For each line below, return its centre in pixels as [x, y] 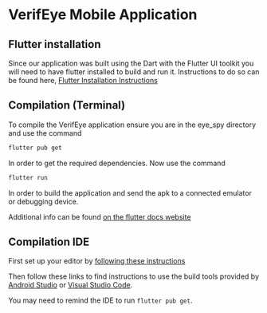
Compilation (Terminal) [67, 105]
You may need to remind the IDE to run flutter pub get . [100, 300]
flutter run [28, 177]
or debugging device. [43, 201]
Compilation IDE [49, 242]
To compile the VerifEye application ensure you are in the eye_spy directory [132, 125]
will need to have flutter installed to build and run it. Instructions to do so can [134, 72]
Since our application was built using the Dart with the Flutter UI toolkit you [131, 63]
